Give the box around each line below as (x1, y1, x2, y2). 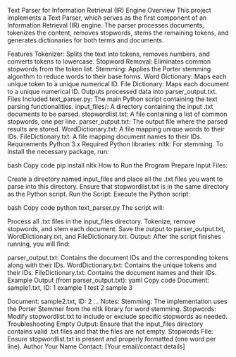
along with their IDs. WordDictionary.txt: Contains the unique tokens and (7, 261, 217, 269)
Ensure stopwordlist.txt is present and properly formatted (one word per (7, 335, 216, 343)
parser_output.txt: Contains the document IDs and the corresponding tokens (7, 254, 229, 262)
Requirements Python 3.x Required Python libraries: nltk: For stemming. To (7, 140, 223, 148)
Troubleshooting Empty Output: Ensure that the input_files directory (7, 320, 204, 328)
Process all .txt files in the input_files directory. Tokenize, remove (7, 217, 196, 226)
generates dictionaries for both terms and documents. (7, 36, 164, 45)
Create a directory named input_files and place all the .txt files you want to (7, 175, 223, 183)
